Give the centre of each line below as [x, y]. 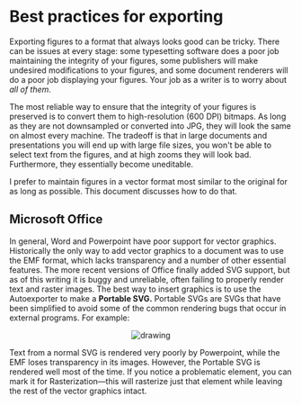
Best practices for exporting [116, 17]
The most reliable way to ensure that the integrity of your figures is [133, 106]
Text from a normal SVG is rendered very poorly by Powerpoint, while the [145, 352]
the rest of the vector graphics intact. [78, 391]
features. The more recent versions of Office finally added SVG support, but [150, 270]
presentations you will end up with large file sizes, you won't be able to [141, 145]
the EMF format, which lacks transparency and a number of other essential [148, 260]
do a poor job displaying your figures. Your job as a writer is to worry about [148, 79]
